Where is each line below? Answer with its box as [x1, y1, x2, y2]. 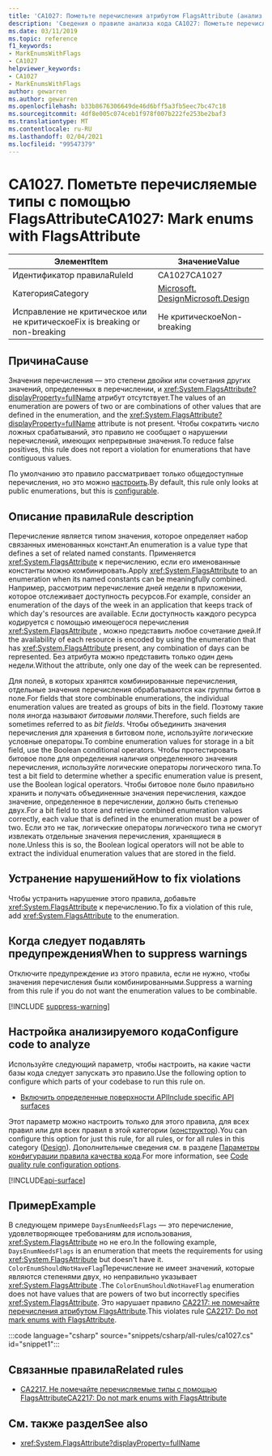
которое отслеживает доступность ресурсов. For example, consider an [8, 591, 251, 601]
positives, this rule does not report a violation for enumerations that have [8, 445, 251, 454]
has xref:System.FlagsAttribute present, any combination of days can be [8, 643, 249, 653]
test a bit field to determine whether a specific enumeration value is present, [8, 771, 263, 781]
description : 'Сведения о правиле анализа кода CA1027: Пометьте [8, 19, 233, 28]
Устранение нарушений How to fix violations [8, 872, 241, 886]
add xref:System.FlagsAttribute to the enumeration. [8, 910, 180, 921]
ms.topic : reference [8, 34, 79, 43]
